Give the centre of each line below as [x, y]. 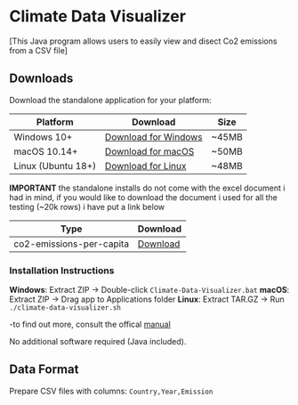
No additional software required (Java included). [98, 342]
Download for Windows [154, 137]
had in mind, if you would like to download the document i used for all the [144, 197]
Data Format [44, 370]
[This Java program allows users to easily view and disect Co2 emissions [143, 41]
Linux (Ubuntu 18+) [55, 166]
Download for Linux [146, 166]
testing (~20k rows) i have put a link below [87, 207]
